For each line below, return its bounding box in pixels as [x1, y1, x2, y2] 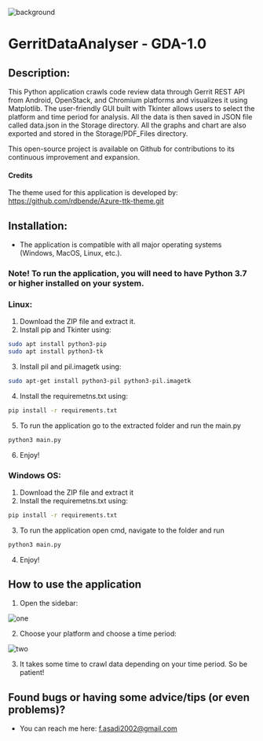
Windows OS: [8, 470, 61, 481]
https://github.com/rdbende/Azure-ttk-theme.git [8, 197, 164, 206]
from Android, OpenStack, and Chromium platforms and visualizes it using [8, 95, 248, 105]
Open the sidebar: [19, 599, 79, 608]
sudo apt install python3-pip [8, 341, 108, 348]
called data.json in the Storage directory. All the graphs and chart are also [8, 120, 247, 130]
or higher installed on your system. [8, 278, 144, 289]
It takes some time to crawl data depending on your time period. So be [19, 659, 248, 669]
